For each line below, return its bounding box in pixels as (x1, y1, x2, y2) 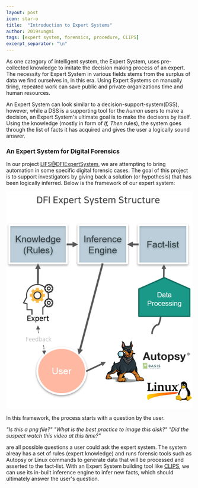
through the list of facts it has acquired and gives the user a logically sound (6, 126, 190, 133)
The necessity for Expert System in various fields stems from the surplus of (6, 71, 191, 77)
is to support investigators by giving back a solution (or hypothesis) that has (6, 173, 191, 180)
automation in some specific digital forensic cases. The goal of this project (6, 167, 189, 174)
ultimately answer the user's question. (6, 475, 100, 483)
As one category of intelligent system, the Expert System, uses (6, 58, 160, 65)
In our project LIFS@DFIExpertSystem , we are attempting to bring (6, 161, 166, 168)
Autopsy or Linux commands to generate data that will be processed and (6, 457, 184, 464)
